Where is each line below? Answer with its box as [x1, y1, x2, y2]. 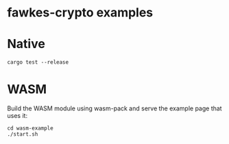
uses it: [7, 112, 28, 120]
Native [7, 36, 46, 52]
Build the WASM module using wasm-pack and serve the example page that [7, 104, 222, 112]
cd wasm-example [7, 125, 53, 132]
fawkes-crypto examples [7, 5, 154, 21]
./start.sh [7, 131, 38, 138]
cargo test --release [7, 59, 69, 66]
